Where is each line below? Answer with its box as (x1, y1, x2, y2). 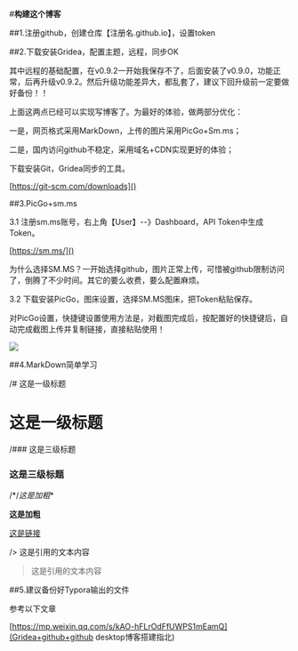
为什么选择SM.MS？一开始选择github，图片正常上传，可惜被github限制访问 (9, 264, 285, 274)
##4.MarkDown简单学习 (9, 359, 98, 370)
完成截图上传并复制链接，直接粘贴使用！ (16, 324, 165, 334)
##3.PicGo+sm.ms (9, 198, 77, 208)
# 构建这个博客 (9, 9, 61, 19)
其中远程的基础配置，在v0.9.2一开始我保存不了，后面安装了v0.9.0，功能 (9, 66, 274, 76)
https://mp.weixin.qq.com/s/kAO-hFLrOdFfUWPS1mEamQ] (12, 622, 228, 632)
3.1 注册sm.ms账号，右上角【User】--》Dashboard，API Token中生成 (9, 217, 264, 227)
